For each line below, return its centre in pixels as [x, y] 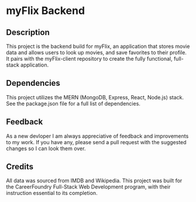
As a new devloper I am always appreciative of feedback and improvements [97, 136]
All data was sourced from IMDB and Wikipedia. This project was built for [94, 181]
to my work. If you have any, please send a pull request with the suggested [96, 142]
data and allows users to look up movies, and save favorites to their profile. [97, 53]
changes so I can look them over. [46, 148]
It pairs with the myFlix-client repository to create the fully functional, [89, 59]
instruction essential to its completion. [52, 193]
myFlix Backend [46, 11]
